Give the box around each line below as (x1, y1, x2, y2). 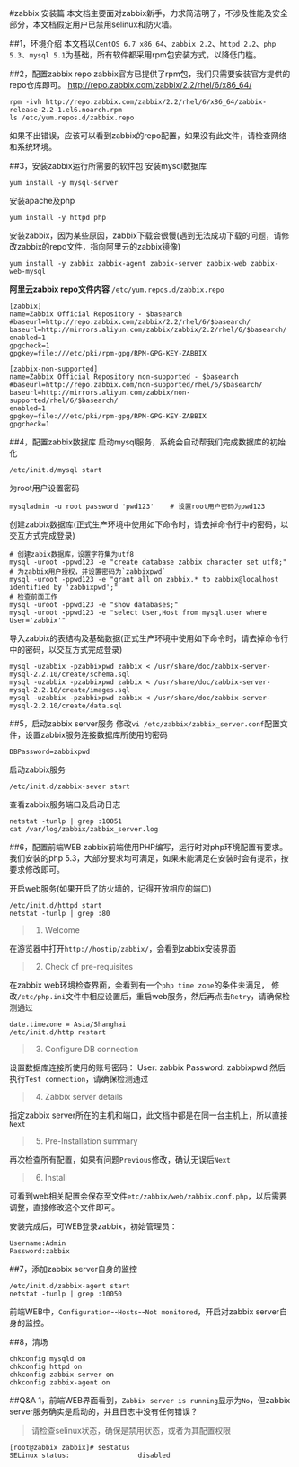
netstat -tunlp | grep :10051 (9, 817, 123, 826)
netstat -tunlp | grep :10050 (9, 1289, 123, 1298)
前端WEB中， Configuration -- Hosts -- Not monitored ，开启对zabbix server (9, 1306, 280, 1317)
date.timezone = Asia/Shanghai (9, 1020, 127, 1029)
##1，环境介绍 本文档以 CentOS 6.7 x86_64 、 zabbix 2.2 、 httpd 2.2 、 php (9, 39, 277, 48)
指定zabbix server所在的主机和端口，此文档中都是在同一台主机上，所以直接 (9, 1110, 288, 1120)
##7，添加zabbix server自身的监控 (9, 1264, 137, 1274)
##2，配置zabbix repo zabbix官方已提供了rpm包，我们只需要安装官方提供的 (9, 68, 291, 79)
